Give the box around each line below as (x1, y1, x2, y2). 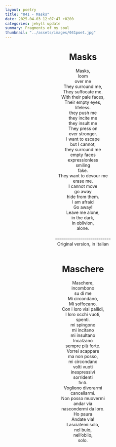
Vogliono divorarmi (64, 385, 102, 391)
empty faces (70, 152, 96, 158)
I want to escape (66, 136, 100, 142)
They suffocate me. (63, 88, 103, 94)
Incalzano (73, 337, 93, 343)
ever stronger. (69, 130, 97, 136)
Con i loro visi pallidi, (61, 306, 105, 312)
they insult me (68, 120, 98, 126)
